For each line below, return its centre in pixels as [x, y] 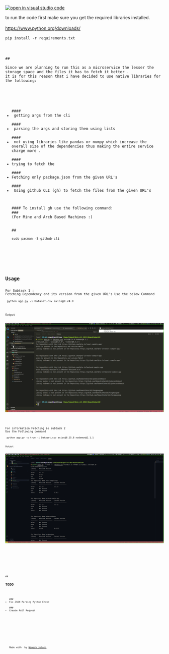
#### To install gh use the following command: [62, 208]
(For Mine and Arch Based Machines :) [52, 217]
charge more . [26, 151]
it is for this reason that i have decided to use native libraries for [83, 76]
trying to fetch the [33, 164]
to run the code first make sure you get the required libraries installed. [78, 17]
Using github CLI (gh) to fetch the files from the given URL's [83, 190]
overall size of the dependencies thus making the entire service [83, 146]
